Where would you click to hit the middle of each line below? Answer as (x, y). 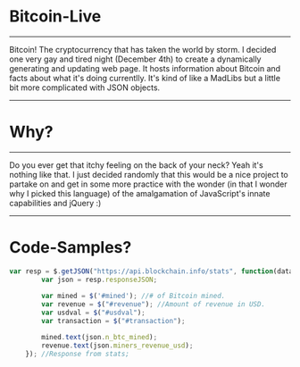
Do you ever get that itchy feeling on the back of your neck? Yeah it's (136, 165)
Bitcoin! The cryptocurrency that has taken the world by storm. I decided (143, 49)
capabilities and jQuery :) (55, 203)
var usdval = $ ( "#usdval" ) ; (93, 313)
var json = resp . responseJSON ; (100, 279)
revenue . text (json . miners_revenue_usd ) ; (117, 346)
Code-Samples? (71, 248)
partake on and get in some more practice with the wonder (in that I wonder (148, 184)
